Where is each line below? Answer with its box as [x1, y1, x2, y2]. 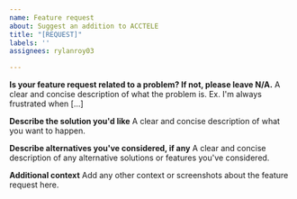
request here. [9, 179, 59, 190]
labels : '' [9, 38, 50, 48]
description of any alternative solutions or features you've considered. [9, 152, 270, 163]
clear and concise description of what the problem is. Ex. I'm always [9, 89, 263, 100]
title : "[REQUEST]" [9, 30, 83, 39]
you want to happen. [9, 125, 85, 136]
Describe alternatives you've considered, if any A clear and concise [9, 143, 266, 154]
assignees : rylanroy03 [9, 47, 94, 56]
